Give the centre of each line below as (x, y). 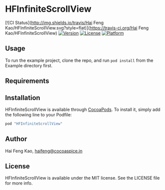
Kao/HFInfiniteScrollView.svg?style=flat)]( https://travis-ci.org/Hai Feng (77, 27)
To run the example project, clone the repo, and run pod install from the (79, 60)
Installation (23, 97)
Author (16, 139)
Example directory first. (29, 65)
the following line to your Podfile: (39, 114)
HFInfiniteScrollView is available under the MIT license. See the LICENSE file (82, 178)
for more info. (19, 183)
